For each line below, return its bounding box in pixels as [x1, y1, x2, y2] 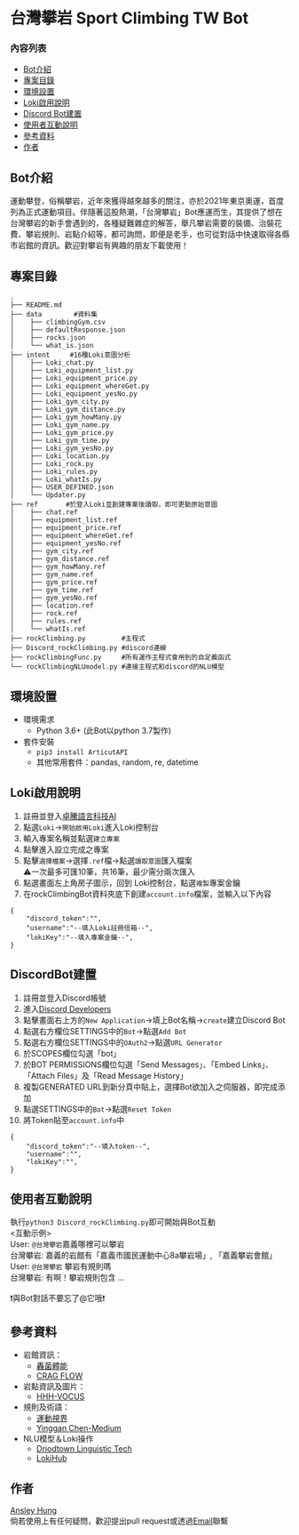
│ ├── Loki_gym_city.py [10, 398, 110, 406]
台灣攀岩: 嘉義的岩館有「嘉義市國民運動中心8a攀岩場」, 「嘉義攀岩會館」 [10, 1250, 278, 1261]
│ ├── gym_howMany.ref [10, 562, 106, 572]
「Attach [22, 1070, 56, 1081]
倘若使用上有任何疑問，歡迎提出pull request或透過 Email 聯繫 [10, 1515, 229, 1526]
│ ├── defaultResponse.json [10, 325, 126, 334]
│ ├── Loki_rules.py [10, 468, 98, 477]
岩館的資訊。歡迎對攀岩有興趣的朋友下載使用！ [17, 240, 189, 251]
